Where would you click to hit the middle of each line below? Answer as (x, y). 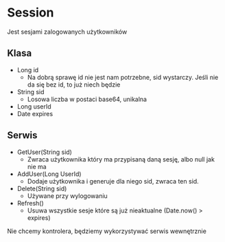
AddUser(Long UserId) (49, 174)
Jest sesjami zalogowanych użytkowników (67, 32)
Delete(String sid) (42, 188)
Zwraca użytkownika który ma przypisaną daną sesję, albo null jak (121, 159)
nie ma (37, 166)
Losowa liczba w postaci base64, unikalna (87, 99)
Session (31, 13)
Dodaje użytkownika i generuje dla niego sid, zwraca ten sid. (113, 181)
